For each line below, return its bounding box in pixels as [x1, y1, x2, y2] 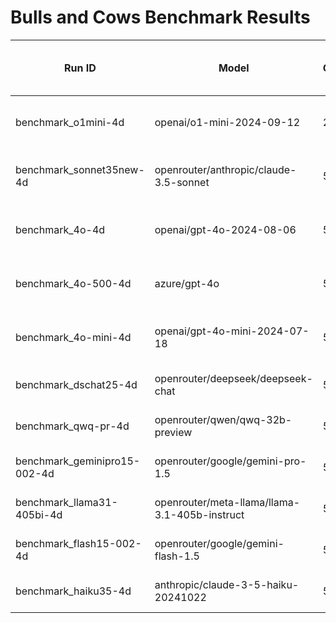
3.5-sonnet [154, 175, 210, 189]
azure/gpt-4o [154, 276, 220, 290]
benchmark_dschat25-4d [15, 377, 138, 391]
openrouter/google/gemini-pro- [154, 454, 307, 468]
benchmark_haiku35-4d [15, 584, 132, 598]
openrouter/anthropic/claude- [154, 162, 297, 176]
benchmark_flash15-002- [15, 536, 142, 550]
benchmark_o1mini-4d [15, 115, 125, 129]
